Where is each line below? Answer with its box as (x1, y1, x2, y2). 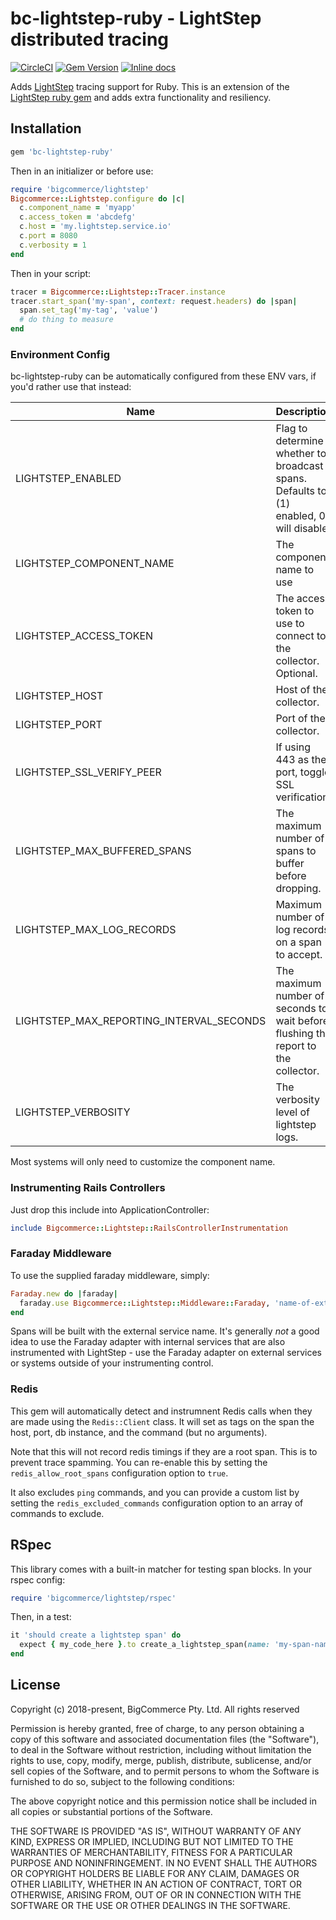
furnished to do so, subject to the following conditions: (10, 1775, 235, 1787)
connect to (275, 629, 327, 643)
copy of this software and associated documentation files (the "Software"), (10, 1733, 320, 1745)
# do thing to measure (19, 315, 114, 325)
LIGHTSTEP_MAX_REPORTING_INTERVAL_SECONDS (15, 1014, 267, 1028)
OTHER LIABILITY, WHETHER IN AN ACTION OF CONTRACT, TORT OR (10, 1878, 302, 1890)
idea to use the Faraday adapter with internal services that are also (10, 1336, 286, 1348)
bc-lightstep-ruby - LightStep (10, 7, 262, 30)
